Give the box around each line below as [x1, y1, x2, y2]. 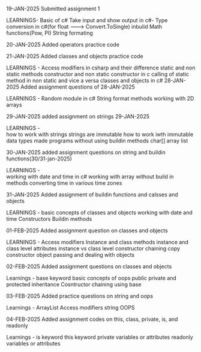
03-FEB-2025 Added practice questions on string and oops [6, 293, 154, 299]
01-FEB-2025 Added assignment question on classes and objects [6, 227, 168, 234]
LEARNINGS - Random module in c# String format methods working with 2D [6, 95, 194, 102]
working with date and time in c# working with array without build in [6, 173, 174, 180]
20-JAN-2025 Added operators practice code [6, 41, 120, 48]
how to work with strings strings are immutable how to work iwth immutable [6, 131, 194, 138]
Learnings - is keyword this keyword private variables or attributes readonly [6, 333, 193, 341]
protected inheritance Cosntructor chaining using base [6, 281, 142, 288]
